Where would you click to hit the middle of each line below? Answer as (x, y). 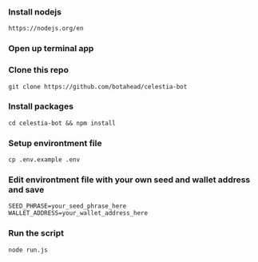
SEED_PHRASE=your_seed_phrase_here (67, 206)
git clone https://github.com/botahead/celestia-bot (98, 86)
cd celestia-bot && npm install (62, 123)
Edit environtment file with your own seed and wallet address (129, 180)
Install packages (41, 106)
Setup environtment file (55, 143)
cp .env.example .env (44, 160)
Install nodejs (35, 12)
